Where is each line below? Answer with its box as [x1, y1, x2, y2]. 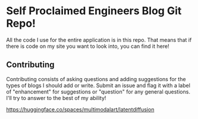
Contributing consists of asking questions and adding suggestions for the [6, 75, 186, 82]
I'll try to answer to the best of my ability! [6, 94, 106, 101]
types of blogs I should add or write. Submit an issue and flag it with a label [6, 82, 190, 89]
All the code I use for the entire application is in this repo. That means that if [6, 36, 192, 43]
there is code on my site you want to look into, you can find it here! [6, 43, 169, 50]
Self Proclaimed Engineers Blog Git [6, 4, 182, 18]
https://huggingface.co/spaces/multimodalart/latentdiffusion [6, 105, 155, 113]
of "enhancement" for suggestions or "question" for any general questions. [6, 88, 190, 95]
